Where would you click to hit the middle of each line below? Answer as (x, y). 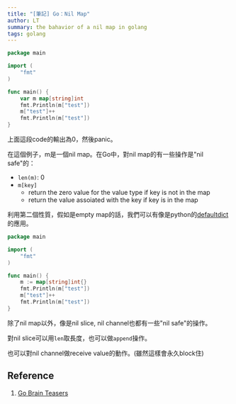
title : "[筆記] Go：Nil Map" (49, 14)
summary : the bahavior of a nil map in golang (77, 27)
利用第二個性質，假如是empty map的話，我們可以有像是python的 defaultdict (118, 214)
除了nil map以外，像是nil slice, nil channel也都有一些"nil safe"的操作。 (109, 322)
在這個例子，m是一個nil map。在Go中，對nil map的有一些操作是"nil (106, 154)
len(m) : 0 (31, 177)
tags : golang (27, 34)
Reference (31, 376)
